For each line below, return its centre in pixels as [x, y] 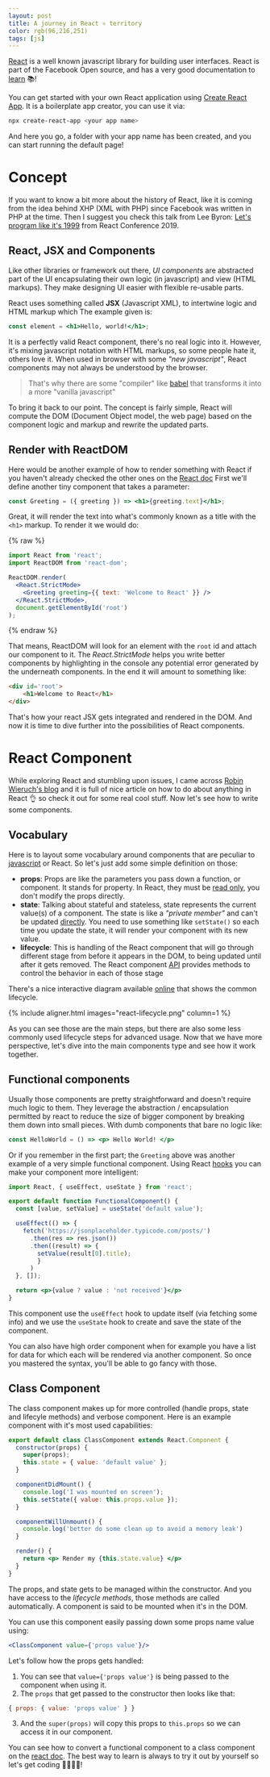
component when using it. [63, 1685]
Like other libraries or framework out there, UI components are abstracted [131, 270]
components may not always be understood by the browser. [108, 367]
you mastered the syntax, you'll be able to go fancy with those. [113, 1363]
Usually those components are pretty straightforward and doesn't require [130, 1099]
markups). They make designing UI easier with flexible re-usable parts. [126, 287]
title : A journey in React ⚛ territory [75, 23]
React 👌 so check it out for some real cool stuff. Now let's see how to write [133, 798]
